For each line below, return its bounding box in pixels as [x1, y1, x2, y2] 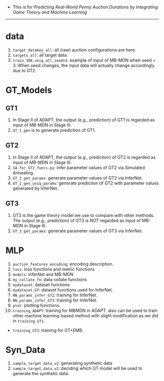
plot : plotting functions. [12, 302, 60, 308]
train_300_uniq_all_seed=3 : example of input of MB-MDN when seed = [12, 57, 156, 63]
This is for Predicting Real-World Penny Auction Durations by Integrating [12, 4, 158, 10]
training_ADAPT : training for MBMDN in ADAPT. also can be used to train [12, 308, 158, 313]
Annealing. [12, 170, 35, 176]
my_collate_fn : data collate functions [12, 276, 87, 282]
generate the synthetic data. [12, 371, 70, 377]
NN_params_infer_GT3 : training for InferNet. [12, 297, 98, 303]
